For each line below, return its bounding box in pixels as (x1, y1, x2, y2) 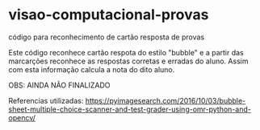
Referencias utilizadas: (8, 95, 84, 105)
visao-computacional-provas (8, 6, 209, 24)
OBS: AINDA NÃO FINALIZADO (8, 80, 111, 90)
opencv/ (8, 112, 36, 122)
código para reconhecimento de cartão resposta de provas (8, 32, 204, 42)
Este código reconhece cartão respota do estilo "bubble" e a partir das (8, 47, 244, 57)
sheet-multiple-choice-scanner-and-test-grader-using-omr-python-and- (8, 104, 252, 114)
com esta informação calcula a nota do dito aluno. (8, 64, 175, 74)
